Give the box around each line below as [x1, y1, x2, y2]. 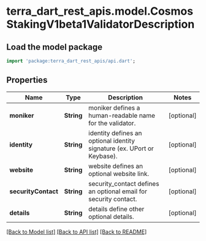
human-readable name [88, 111, 155, 120]
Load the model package [6, 42, 103, 52]
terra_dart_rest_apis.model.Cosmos [6, 4, 194, 18]
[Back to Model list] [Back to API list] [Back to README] [6, 228, 147, 235]
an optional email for [88, 187, 147, 196]
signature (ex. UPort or [88, 144, 154, 153]
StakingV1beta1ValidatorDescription [6, 17, 195, 31]
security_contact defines [88, 179, 159, 188]
